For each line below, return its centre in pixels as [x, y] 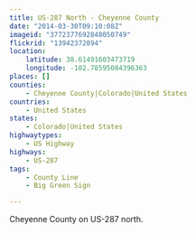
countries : [30, 102]
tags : [19, 169]
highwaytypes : [36, 135]
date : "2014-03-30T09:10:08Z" [66, 26]
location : [28, 51]
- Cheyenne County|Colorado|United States [107, 93]
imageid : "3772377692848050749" [70, 34]
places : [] [30, 77]
